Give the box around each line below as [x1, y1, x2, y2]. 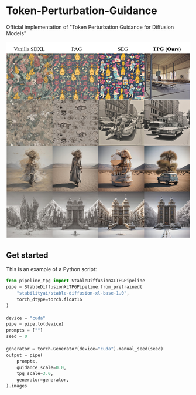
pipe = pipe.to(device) [6, 321, 64, 327]
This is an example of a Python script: [6, 266, 97, 273]
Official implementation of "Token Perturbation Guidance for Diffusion [6, 23, 174, 31]
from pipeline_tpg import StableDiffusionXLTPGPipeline [6, 278, 145, 284]
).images [6, 383, 27, 389]
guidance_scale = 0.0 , [16, 364, 67, 370]
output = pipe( [6, 352, 43, 358]
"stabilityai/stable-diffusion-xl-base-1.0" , [16, 291, 130, 296]
